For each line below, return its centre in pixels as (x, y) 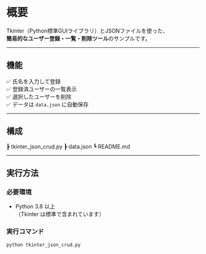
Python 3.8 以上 (35, 207)
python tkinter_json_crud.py (44, 245)
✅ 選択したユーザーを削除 (39, 96)
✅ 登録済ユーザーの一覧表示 (42, 89)
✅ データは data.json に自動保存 (48, 104)
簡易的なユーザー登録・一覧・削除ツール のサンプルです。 (78, 38)
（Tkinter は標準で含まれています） (60, 214)
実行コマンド (25, 232)
